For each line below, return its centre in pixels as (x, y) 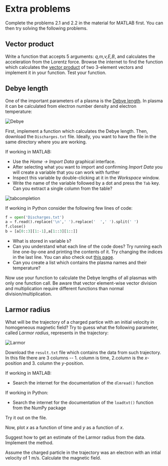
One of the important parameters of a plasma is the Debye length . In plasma (84, 101)
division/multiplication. (29, 294)
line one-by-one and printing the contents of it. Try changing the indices (88, 252)
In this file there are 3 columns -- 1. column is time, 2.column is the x (76, 358)
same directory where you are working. (46, 142)
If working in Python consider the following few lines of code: (69, 208)
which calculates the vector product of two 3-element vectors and (74, 67)
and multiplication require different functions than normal (65, 289)
